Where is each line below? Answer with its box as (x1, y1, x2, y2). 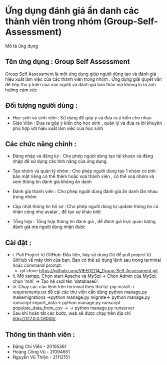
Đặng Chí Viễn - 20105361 (12, 343, 66, 349)
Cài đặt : (5, 238, 31, 247)
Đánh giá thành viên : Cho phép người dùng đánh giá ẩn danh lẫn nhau (12, 189, 158, 195)
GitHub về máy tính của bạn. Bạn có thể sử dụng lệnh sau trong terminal (12, 257, 161, 263)
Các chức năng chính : (5, 139, 76, 148)
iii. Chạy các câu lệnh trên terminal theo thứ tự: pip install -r (12, 284, 135, 290)
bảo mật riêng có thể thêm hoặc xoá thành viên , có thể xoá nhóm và (12, 173, 154, 179)
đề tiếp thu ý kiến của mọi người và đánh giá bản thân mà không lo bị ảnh (5, 81, 156, 87)
